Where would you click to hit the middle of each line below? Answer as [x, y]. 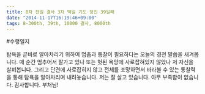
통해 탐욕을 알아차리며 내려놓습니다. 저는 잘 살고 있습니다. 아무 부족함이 [97, 78]
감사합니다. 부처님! [36, 85]
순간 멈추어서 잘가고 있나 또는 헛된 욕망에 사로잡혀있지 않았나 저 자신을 [110, 62]
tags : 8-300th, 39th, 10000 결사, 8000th [59, 23]
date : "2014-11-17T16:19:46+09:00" [52, 18]
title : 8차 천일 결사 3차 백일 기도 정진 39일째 [61, 12]
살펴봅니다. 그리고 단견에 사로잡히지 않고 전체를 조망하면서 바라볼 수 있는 [93, 70]
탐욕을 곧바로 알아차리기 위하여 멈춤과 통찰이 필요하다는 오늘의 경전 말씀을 [95, 54]
